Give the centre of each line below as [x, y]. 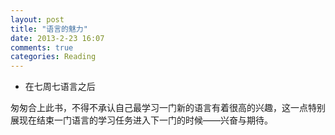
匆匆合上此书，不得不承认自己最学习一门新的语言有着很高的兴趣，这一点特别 [168, 108]
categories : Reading [53, 57]
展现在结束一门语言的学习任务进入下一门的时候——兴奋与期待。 [141, 120]
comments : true [42, 47]
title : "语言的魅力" [49, 29]
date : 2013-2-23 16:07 [57, 38]
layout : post [37, 19]
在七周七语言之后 [60, 87]
